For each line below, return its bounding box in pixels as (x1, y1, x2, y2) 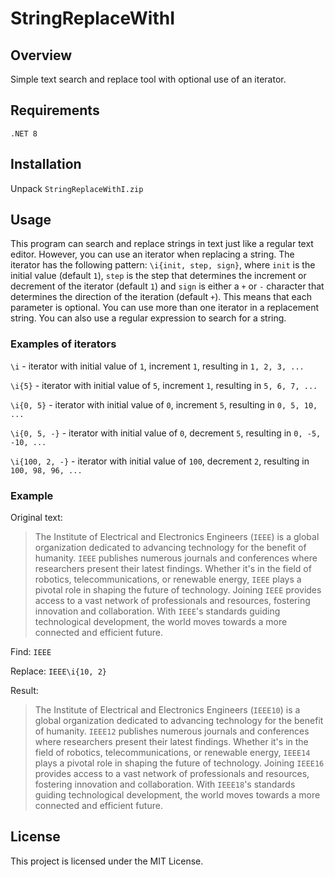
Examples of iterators (10, 337, 117, 351)
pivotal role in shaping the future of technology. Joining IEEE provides (34, 584, 322, 596)
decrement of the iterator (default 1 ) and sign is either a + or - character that (10, 280, 325, 292)
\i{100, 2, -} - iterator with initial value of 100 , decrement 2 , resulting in (10, 455, 310, 467)
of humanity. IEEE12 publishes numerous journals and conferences (34, 725, 310, 737)
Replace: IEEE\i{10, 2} (10, 665, 107, 677)
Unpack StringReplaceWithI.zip (10, 182, 144, 194)
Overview (10, 47, 73, 64)
